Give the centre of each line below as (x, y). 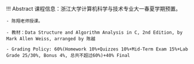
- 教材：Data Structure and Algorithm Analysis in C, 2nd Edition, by (95, 33)
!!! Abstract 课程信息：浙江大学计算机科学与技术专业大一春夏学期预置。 (93, 9)
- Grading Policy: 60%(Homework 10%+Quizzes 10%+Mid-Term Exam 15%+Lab (97, 49)
